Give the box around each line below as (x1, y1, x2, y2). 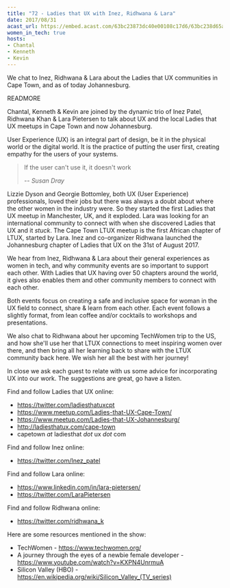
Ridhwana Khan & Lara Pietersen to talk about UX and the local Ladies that (7, 115, 217, 123)
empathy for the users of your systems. (7, 150, 118, 158)
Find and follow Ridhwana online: (7, 504, 101, 512)
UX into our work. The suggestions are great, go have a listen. (7, 374, 182, 382)
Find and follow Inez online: (7, 443, 85, 451)
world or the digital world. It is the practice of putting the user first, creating (7, 142, 220, 151)
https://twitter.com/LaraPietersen (16, 490, 111, 498)
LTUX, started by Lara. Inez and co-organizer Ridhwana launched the (7, 233, 203, 242)
